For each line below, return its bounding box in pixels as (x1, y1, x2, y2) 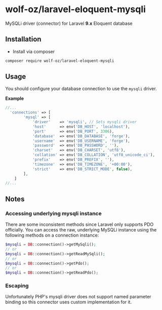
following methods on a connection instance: (5, 232, 99, 238)
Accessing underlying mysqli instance (5, 210, 102, 217)
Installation (5, 35, 42, 44)
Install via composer (12, 48, 55, 54)
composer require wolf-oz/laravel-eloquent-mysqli (5, 58, 114, 63)
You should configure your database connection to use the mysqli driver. (5, 86, 157, 92)
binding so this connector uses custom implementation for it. (5, 299, 132, 305)
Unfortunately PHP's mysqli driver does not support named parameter (5, 294, 151, 300)
